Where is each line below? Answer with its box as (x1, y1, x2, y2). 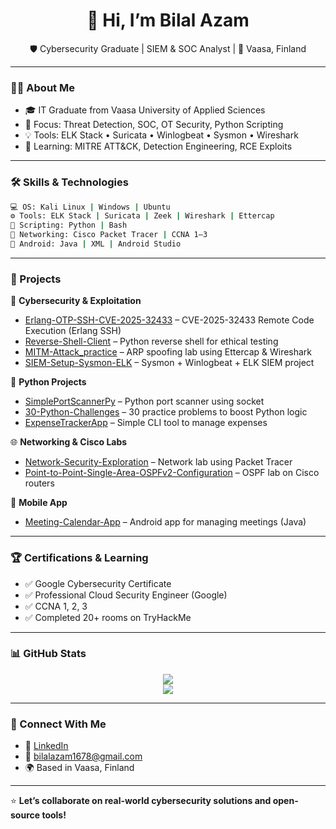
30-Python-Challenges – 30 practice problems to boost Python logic (24, 406, 308, 418)
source (10, 809, 41, 821)
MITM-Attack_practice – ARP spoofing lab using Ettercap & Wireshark (24, 346, 313, 358)
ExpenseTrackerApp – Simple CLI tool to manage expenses (24, 417, 268, 429)
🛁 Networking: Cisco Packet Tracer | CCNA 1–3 (10, 230, 208, 240)
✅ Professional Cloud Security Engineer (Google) (24, 589, 228, 601)
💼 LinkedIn (24, 740, 69, 752)
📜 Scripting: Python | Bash (10, 220, 128, 231)
